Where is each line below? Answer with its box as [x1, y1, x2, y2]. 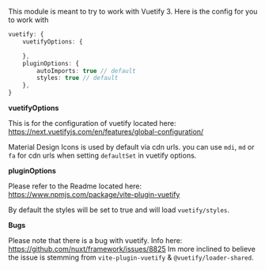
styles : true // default [36, 74, 119, 82]
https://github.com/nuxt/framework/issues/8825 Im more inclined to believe [8, 245, 256, 253]
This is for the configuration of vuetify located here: [8, 119, 176, 127]
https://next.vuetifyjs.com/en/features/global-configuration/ [8, 127, 204, 136]
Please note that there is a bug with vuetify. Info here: [8, 236, 183, 245]
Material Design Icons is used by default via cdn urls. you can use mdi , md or [8, 143, 255, 151]
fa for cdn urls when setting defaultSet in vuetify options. [8, 150, 197, 160]
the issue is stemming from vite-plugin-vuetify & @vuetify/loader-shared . [8, 253, 255, 262]
